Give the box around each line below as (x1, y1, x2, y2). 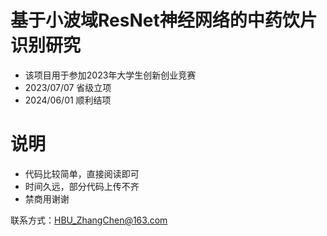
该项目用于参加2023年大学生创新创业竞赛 (24, 69, 197, 81)
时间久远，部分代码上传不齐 (24, 180, 140, 192)
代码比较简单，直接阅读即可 (24, 167, 140, 180)
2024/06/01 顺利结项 (24, 94, 112, 106)
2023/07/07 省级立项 (24, 81, 112, 93)
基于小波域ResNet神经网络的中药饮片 (10, 9, 318, 32)
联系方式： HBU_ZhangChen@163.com (10, 214, 168, 226)
